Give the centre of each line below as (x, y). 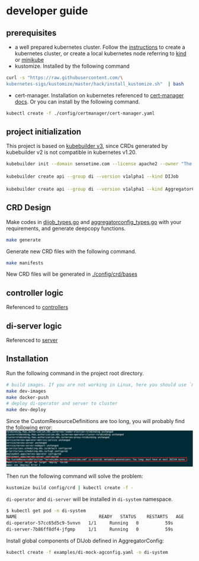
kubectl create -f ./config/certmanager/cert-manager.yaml (81, 113)
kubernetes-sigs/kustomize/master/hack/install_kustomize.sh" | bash (95, 84)
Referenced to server (32, 340)
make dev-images (26, 391)
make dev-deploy (26, 410)
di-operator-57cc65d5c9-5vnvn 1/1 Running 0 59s (90, 523)
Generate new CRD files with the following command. (71, 251)
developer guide (47, 11)
